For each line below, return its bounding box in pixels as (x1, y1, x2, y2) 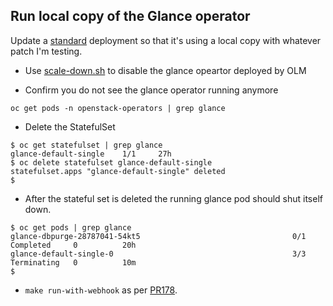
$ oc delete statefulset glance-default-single (10, 157, 213, 168)
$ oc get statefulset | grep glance (10, 140, 163, 150)
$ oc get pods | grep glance (10, 222, 132, 233)
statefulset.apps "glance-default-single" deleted (10, 166, 226, 176)
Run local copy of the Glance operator (10, 8, 251, 25)
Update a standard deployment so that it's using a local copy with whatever (10, 34, 322, 46)
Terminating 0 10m (10, 257, 137, 268)
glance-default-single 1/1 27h (10, 149, 172, 159)
